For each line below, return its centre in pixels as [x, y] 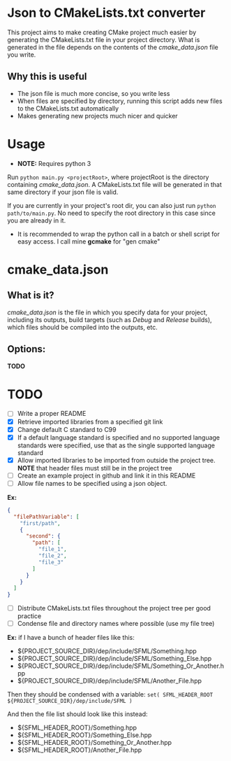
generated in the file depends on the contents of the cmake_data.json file [113, 47]
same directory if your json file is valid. [63, 192]
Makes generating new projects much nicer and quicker [97, 116]
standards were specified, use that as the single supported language [116, 445]
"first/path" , [40, 523]
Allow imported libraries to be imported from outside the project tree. [116, 460]
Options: [27, 349]
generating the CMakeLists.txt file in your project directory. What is [104, 39]
